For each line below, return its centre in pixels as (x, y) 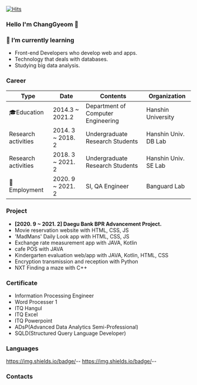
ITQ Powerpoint (33, 321)
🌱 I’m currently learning (40, 40)
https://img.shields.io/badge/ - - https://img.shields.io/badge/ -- (81, 361)
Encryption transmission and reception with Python (77, 261)
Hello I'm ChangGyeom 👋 (43, 24)
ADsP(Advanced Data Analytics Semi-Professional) (77, 327)
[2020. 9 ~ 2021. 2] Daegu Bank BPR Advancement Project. (88, 224)
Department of (106, 106)
